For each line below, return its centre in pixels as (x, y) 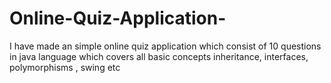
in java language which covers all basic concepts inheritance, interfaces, (159, 56)
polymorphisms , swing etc (65, 67)
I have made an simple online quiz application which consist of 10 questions (165, 46)
